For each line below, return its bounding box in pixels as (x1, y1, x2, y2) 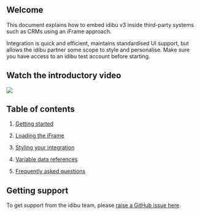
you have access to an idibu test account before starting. (6, 52, 150, 60)
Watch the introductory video (6, 70, 121, 81)
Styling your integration (15, 144, 75, 151)
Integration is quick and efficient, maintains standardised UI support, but (6, 39, 189, 47)
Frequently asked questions (15, 168, 86, 175)
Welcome (6, 5, 44, 15)
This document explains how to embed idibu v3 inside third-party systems (6, 21, 194, 28)
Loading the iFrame (15, 132, 64, 140)
